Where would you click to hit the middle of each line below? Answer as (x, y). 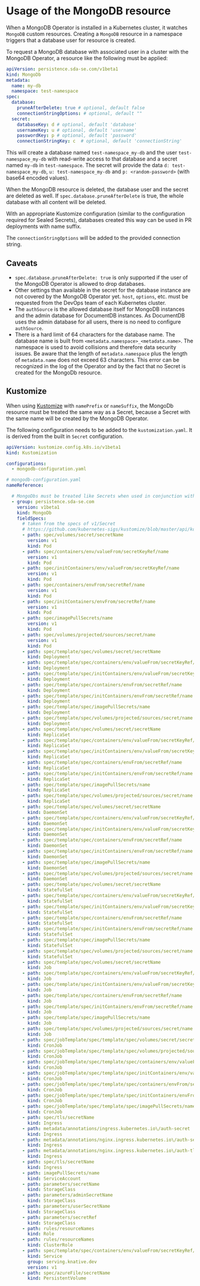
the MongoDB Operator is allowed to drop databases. (80, 284)
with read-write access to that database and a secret (112, 159)
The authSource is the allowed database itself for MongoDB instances (100, 309)
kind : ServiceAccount (54, 1179)
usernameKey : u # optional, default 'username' (77, 130)
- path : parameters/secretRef (59, 1217)
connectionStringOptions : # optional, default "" (80, 113)
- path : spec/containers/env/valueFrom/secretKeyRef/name (95, 551)
